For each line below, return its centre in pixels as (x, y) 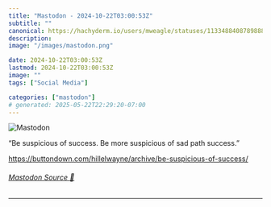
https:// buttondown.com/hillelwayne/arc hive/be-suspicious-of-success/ (128, 159)
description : (30, 38)
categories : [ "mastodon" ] (52, 97)
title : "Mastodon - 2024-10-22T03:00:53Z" (81, 16)
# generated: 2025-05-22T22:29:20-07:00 (77, 105)
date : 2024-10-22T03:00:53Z (56, 60)
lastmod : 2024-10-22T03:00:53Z (61, 68)
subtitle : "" (30, 23)
